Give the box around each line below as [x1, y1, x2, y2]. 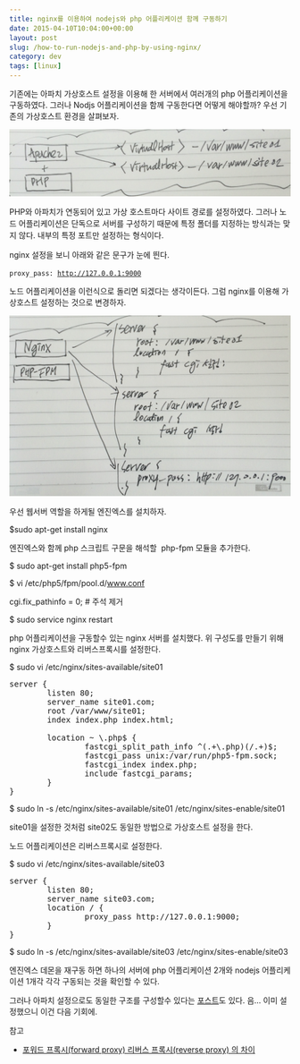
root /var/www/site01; [46, 705, 146, 716]
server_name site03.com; [46, 893, 156, 904]
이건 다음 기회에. [39, 1006, 98, 1017]
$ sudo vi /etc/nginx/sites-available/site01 [9, 661, 163, 672]
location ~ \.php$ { [46, 732, 137, 743]
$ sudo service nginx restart [9, 614, 113, 625]
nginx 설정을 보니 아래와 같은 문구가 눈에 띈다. [9, 249, 170, 260]
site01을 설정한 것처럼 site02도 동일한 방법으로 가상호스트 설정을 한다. [9, 821, 254, 832]
